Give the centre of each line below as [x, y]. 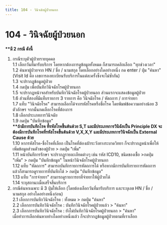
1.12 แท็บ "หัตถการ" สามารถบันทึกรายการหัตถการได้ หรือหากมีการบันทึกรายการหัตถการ [84, 165]
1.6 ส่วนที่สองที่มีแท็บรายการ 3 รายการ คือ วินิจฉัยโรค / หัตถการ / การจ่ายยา [75, 98]
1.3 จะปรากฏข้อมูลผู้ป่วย [32, 81]
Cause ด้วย [23, 137]
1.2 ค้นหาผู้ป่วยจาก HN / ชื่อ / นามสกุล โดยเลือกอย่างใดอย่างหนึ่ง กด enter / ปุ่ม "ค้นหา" [86, 70]
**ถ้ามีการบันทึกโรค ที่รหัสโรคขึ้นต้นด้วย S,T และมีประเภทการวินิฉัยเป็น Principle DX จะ [87, 126]
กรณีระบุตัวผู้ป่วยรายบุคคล [34, 58]
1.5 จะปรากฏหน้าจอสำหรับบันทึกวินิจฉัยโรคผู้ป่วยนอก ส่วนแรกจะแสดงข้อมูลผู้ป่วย [79, 92]
